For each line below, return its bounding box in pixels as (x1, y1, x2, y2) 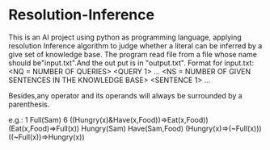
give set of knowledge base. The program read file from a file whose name (8, 49, 257, 59)
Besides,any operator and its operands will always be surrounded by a (8, 90, 243, 100)
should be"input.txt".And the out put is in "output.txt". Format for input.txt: (8, 58, 255, 68)
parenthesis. (8, 99, 50, 109)
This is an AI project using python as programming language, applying (8, 32, 243, 42)
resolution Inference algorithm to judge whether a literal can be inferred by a (8, 40, 263, 50)
